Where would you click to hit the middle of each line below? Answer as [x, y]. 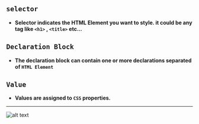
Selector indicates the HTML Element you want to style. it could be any [103, 23]
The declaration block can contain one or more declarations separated [103, 60]
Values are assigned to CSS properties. [62, 98]
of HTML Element [34, 66]
